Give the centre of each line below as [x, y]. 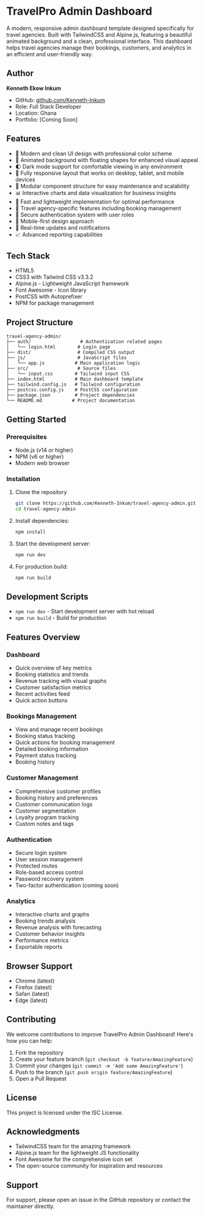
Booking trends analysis [46, 921]
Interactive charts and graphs [52, 915]
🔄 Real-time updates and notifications [63, 227]
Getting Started [36, 419]
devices [25, 179]
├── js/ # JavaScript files [67, 358]
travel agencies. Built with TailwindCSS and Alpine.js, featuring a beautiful [99, 34]
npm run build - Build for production [61, 618]
